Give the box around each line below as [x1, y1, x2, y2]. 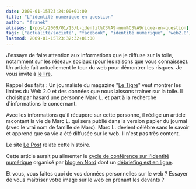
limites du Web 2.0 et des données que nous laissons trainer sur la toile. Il [6, 88, 183, 94]
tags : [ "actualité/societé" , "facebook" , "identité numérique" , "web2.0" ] [6, 30, 192, 36]
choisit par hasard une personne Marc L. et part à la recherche [6, 94, 156, 101]
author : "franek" [6, 19, 48, 25]
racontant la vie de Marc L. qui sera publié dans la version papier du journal [6, 118, 188, 124]
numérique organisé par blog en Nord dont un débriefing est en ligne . [6, 159, 173, 166]
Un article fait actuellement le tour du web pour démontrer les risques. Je [6, 64, 183, 71]
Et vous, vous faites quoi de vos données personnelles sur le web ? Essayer [6, 170, 188, 177]
